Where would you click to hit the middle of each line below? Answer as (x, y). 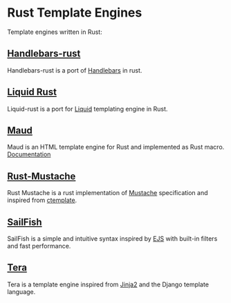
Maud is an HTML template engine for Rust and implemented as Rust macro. (116, 147)
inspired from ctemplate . (42, 200)
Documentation (29, 154)
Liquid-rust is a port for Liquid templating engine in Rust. (87, 109)
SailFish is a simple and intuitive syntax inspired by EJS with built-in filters (112, 239)
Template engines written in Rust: (55, 32)
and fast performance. (39, 246)
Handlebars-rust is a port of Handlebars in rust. (75, 70)
